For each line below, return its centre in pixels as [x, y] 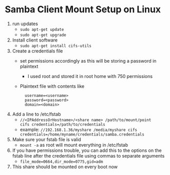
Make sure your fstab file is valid [47, 139]
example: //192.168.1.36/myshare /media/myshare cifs [78, 129]
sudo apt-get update [42, 29]
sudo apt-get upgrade [43, 35]
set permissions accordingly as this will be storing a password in [88, 61]
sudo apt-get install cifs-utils [56, 46]
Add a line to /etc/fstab [36, 114]
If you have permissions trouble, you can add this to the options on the [87, 150]
